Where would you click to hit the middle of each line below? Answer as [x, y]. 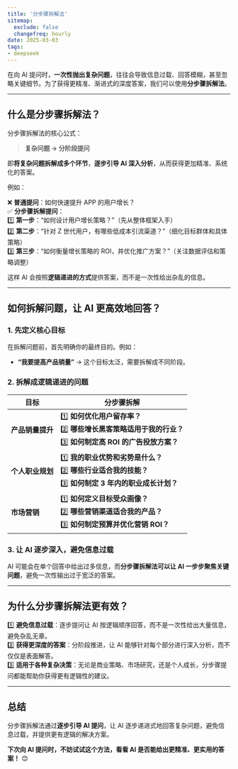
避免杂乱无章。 [29, 636]
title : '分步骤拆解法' [38, 14]
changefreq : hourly [42, 34]
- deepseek [23, 54]
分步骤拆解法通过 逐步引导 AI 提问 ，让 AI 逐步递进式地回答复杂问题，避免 [113, 725]
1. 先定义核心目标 [36, 330]
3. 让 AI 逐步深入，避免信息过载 [61, 549]
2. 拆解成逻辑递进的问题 [48, 382]
